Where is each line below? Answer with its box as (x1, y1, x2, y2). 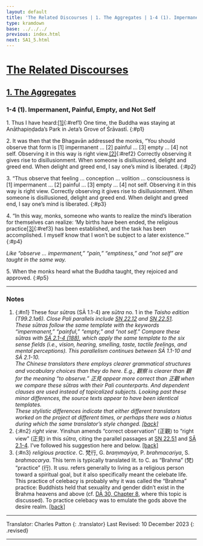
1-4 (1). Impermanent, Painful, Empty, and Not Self (6, 105, 156, 114)
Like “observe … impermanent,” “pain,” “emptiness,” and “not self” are (6, 249, 183, 257)
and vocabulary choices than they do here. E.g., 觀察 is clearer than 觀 (14, 367, 192, 375)
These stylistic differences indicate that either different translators (14, 407, 181, 415)
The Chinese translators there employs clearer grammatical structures (14, 360, 192, 367)
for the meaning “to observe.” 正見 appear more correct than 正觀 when (14, 375, 195, 382)
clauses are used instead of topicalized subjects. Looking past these (14, 388, 187, 395)
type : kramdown (6, 20, 45, 26)
